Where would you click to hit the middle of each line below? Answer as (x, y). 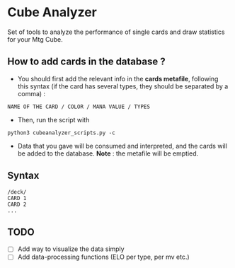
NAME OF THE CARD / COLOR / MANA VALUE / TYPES (79, 107)
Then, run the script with (53, 120)
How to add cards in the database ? (86, 62)
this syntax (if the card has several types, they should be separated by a (123, 86)
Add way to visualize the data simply (71, 249)
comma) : (31, 93)
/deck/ (17, 192)
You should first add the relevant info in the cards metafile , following (118, 78)
